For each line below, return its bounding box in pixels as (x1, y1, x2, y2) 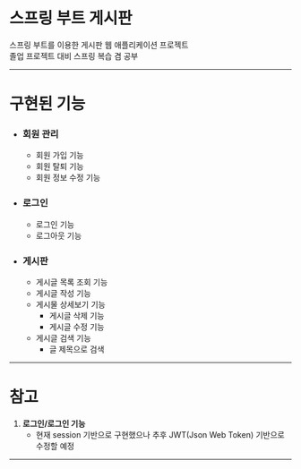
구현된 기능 (9, 94, 86, 115)
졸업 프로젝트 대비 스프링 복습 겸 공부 (9, 50, 139, 61)
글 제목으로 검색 (48, 344, 105, 354)
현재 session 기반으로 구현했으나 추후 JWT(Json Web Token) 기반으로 (35, 429, 285, 439)
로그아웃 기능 (35, 230, 82, 241)
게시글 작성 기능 (35, 288, 91, 299)
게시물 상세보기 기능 (35, 299, 106, 310)
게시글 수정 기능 (48, 321, 105, 332)
